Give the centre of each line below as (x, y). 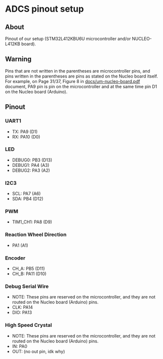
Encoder (15, 258)
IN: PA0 (20, 346)
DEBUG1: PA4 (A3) (31, 165)
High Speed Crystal (28, 325)
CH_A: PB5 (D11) (28, 268)
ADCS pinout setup (45, 9)
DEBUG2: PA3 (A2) (31, 170)
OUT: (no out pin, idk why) (38, 351)
